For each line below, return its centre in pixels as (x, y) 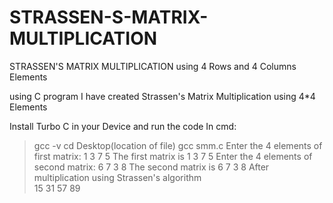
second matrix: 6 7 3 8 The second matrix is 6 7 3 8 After (151, 167)
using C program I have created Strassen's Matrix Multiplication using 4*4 (162, 96)
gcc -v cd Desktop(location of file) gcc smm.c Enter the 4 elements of (178, 145)
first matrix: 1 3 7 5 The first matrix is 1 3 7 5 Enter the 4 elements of (173, 156)
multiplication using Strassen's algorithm (117, 177)
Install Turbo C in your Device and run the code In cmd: (123, 126)
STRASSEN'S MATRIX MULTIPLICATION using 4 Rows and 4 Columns (153, 66)
